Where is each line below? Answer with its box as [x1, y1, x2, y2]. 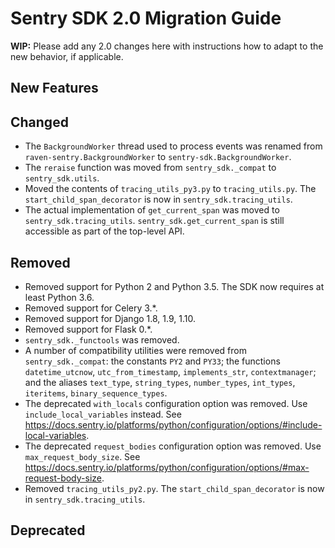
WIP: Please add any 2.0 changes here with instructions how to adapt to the [10, 40, 324, 52]
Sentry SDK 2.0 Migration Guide [10, 7, 282, 30]
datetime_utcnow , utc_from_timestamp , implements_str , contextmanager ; [24, 365, 317, 377]
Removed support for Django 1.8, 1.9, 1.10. [24, 312, 196, 324]
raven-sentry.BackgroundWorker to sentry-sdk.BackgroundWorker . [24, 151, 292, 163]
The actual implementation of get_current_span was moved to [24, 204, 280, 216]
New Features [10, 80, 99, 97]
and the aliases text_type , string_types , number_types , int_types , [24, 376, 296, 388]
